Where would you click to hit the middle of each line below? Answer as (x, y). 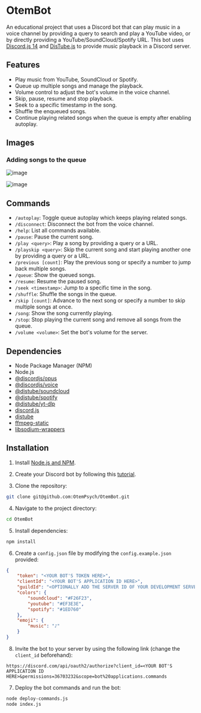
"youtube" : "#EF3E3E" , (56, 604)
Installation (28, 448)
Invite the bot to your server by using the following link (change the (98, 648)
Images (20, 143)
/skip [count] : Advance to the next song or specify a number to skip (100, 301)
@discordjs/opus (36, 379)
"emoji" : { (31, 621)
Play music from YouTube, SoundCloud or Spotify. (77, 79)
